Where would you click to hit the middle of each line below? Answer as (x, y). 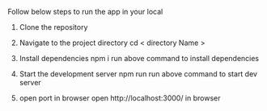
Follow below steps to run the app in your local (85, 12)
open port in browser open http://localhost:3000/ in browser (120, 98)
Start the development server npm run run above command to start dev (138, 74)
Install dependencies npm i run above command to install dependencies (139, 58)
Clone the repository (53, 27)
